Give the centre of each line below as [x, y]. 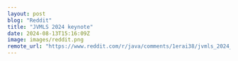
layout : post [27, 14]
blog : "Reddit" [30, 20]
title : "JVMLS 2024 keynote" [50, 27]
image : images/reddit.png [45, 40]
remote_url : [25, 46]
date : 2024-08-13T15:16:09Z [49, 33]
